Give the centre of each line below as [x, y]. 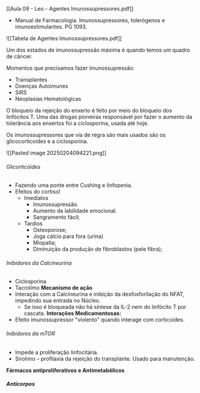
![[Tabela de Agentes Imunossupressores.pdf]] [64, 38]
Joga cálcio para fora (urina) [68, 236]
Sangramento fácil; [56, 217]
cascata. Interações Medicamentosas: [72, 313]
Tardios [33, 224]
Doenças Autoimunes [41, 86]
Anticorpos [20, 384]
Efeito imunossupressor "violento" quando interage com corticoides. [100, 320]
